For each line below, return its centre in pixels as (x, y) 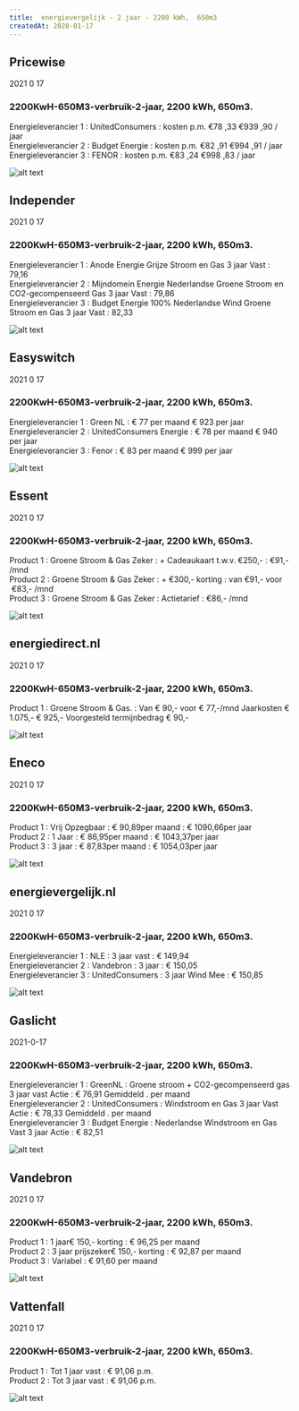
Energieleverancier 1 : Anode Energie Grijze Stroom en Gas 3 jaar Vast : (140, 264)
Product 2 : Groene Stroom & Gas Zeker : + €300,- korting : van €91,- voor (146, 579)
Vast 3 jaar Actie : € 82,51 (56, 1133)
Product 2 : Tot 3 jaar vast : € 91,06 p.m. (83, 1381)
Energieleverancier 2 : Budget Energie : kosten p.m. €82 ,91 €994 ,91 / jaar (146, 145)
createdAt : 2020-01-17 (51, 26)
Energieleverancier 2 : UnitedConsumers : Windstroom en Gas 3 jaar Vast (144, 1104)
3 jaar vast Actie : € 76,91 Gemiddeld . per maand (100, 1094)
